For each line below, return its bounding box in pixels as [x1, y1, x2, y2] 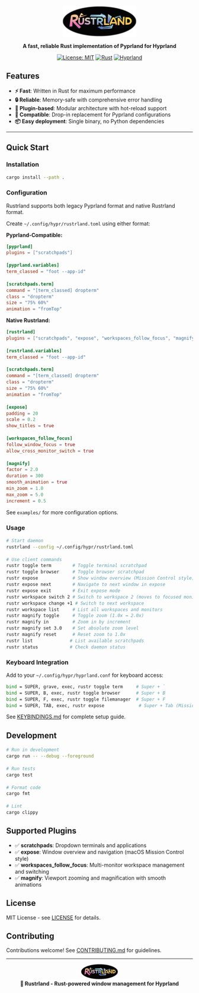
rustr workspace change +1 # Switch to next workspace [6, 600, 145, 606]
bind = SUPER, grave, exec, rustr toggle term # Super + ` [6, 683, 166, 690]
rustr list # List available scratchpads [6, 638, 145, 644]
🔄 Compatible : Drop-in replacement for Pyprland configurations [14, 111, 171, 118]
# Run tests [6, 765, 36, 772]
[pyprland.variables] [6, 262, 60, 269]
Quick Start [6, 142, 49, 153]
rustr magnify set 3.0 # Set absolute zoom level [6, 625, 139, 631]
